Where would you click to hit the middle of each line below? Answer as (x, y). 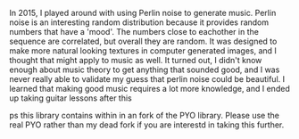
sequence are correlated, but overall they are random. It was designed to (143, 41)
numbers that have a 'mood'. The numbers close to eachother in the (134, 32)
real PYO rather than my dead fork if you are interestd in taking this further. (147, 125)
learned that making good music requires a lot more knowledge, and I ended (149, 89)
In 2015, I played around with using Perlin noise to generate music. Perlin (143, 13)
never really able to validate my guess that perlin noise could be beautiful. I (147, 79)
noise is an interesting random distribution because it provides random (139, 22)
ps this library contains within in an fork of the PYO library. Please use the (144, 115)
